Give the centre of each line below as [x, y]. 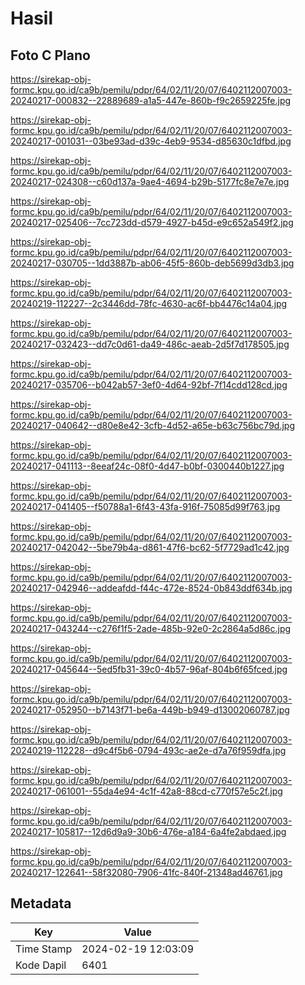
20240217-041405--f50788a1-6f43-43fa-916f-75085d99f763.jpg [145, 506]
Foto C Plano [50, 55]
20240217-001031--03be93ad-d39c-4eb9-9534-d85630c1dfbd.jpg [151, 141]
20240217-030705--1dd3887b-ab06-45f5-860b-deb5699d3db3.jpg [152, 263]
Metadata [41, 903]
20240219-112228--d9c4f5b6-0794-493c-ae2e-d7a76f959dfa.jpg [148, 750]
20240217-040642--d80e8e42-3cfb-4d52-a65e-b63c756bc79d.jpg [152, 425]
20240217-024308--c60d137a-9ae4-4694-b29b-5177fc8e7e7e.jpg [150, 181]
